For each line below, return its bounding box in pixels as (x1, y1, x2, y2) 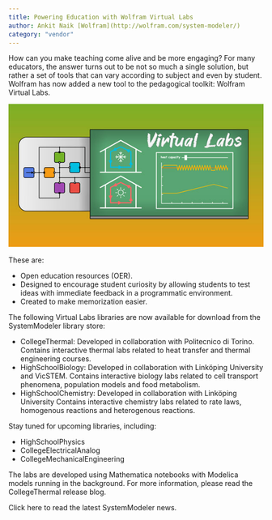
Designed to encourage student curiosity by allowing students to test (19, 279, 251, 289)
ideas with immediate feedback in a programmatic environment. (19, 288, 233, 298)
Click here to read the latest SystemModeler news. (8, 503, 177, 513)
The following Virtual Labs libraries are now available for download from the (8, 313, 261, 322)
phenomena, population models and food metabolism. (19, 380, 201, 390)
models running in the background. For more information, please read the (8, 479, 253, 488)
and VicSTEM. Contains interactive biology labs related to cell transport (19, 371, 259, 381)
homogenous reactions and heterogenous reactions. (19, 406, 196, 416)
